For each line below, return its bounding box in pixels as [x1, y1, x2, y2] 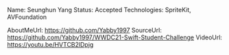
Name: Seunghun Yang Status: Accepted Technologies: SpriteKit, [7, 6, 192, 14]
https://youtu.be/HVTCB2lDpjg [7, 41, 94, 48]
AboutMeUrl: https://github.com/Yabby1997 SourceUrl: [7, 26, 162, 34]
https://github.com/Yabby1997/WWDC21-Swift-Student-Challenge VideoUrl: [7, 33, 223, 41]
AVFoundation [7, 13, 47, 21]
